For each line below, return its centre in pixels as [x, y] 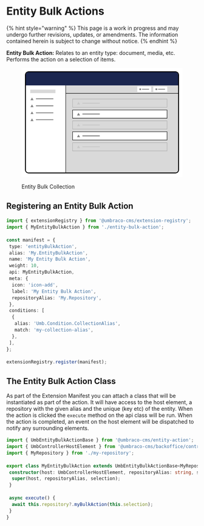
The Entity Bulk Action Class [61, 381]
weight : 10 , [24, 266]
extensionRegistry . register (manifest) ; [57, 362]
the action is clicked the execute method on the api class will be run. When [99, 415]
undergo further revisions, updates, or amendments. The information [92, 34]
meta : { [19, 279]
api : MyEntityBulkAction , [42, 272]
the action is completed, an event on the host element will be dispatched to [100, 422]
